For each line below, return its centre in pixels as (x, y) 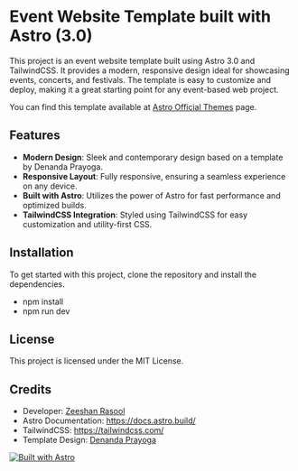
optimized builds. (55, 205)
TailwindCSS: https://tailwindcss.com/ (93, 430)
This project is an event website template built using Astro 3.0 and (132, 60)
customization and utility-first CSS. (87, 224)
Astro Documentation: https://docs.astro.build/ (109, 420)
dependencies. (37, 284)
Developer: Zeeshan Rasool (74, 411)
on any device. (50, 186)
